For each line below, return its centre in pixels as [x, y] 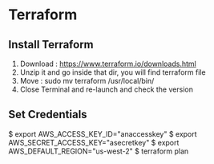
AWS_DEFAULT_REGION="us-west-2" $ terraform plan [99, 151]
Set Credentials [48, 115]
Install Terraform [51, 45]
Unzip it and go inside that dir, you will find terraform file [113, 72]
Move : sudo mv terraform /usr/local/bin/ [87, 81]
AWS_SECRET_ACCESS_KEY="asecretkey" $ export [94, 142]
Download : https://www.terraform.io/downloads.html [108, 64]
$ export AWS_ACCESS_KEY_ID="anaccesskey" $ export [103, 133]
